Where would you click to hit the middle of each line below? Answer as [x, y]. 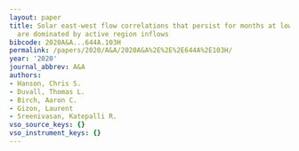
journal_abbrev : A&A [48, 68]
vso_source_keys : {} [48, 125]
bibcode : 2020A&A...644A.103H [65, 42]
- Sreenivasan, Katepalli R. [63, 116]
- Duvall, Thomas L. [48, 91]
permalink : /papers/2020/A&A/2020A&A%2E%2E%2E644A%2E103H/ [121, 51]
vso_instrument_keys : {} [55, 133]
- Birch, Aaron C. [43, 100]
